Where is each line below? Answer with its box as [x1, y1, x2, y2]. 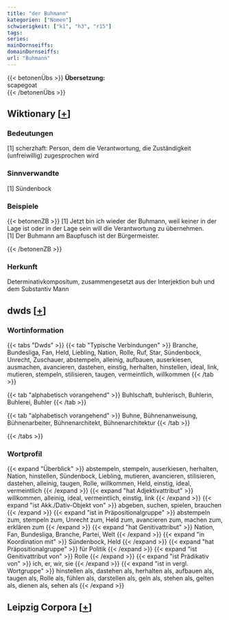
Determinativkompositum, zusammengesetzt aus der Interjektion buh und [7, 277, 215, 286]
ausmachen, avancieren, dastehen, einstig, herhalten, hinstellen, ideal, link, [7, 363, 219, 371]
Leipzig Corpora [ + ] [7, 601, 93, 613]
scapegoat [7, 80, 38, 89]
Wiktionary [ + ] [7, 108, 71, 120]
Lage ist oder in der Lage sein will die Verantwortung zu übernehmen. [7, 225, 204, 233]
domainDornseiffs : [7, 49, 60, 56]
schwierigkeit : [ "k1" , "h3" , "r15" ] [7, 23, 112, 30]
